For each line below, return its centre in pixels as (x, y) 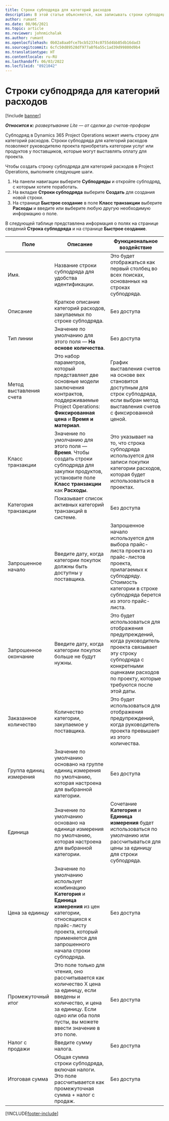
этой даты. (123, 691)
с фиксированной (132, 413)
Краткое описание (77, 302)
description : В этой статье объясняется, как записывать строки (74, 15)
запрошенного (72, 944)
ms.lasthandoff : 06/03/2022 (35, 61)
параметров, (70, 362)
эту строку (124, 653)
